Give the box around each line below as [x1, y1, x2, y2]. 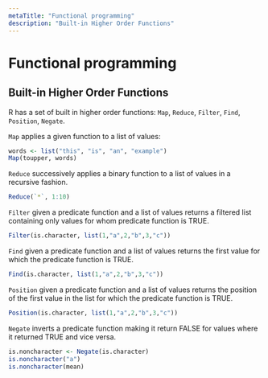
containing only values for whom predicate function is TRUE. [8, 216, 209, 226]
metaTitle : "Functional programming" [8, 11, 135, 20]
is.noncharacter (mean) [8, 363, 85, 371]
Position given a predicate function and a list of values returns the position [8, 285, 258, 294]
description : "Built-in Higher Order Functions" [8, 19, 175, 27]
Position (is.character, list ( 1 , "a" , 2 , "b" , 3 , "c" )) [8, 309, 179, 317]
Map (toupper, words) [8, 154, 78, 162]
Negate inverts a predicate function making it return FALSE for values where [8, 323, 258, 333]
